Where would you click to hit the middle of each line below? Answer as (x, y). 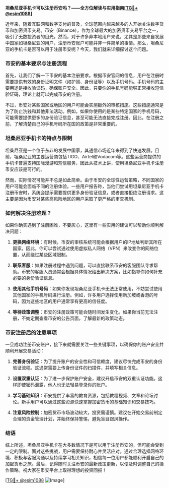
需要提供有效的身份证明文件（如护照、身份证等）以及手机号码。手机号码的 (82, 82)
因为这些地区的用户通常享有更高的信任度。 (65, 301)
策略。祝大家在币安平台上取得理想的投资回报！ (58, 470)
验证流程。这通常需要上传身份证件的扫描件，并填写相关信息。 (76, 368)
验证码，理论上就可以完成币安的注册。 (45, 94)
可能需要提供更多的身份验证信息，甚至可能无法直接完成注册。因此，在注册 (82, 117)
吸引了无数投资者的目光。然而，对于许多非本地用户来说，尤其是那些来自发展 (84, 37)
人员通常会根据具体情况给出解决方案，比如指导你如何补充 (103, 271)
